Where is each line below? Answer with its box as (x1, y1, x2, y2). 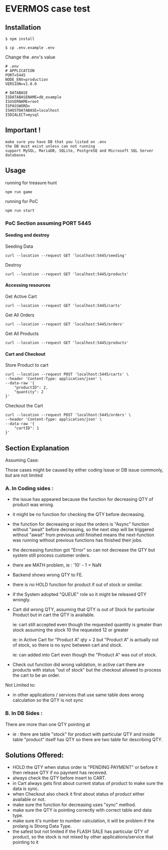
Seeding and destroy (5, 232, 50, 238)
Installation (5, 23, 41, 32)
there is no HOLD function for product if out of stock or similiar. (12, 581, 143, 587)
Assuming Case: (5, 457, 39, 463)
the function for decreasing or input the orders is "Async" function (12, 521, 149, 527)
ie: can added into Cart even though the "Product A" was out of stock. (12, 652, 157, 658)
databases (5, 152, 26, 158)
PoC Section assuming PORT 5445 (5, 220, 92, 227)
